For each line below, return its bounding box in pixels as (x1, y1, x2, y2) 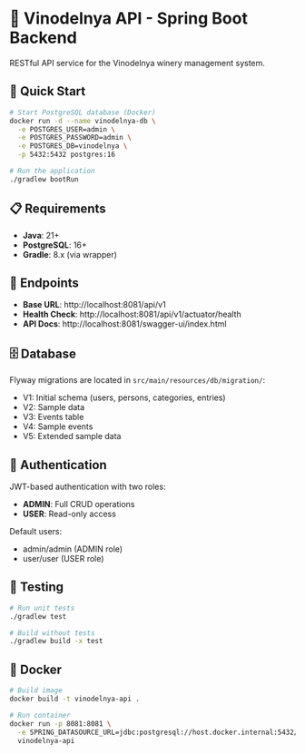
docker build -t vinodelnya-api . (9, 694, 141, 703)
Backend (9, 27, 77, 48)
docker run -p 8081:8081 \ (9, 719, 112, 729)
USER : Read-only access (22, 508, 116, 519)
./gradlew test (9, 612, 67, 621)
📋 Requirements (9, 201, 106, 217)
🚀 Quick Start (9, 83, 86, 99)
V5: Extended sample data (22, 431, 122, 442)
